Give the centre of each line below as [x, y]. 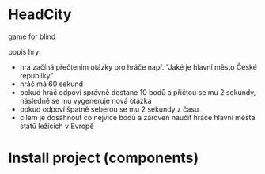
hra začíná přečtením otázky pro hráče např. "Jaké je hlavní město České [138, 67]
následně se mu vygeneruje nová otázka [85, 100]
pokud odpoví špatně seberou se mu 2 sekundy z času [109, 109]
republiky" [36, 75]
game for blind [32, 36]
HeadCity [40, 15]
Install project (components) [104, 158]
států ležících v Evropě [57, 126]
